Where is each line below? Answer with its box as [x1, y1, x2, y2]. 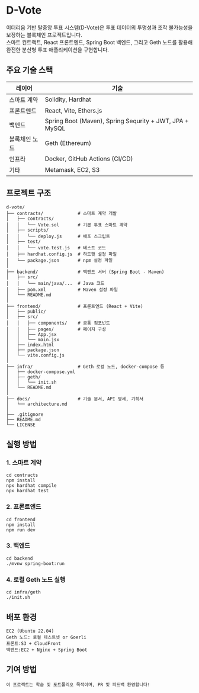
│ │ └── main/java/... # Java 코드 [6, 280, 105, 286]
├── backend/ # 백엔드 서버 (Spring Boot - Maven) [6, 269, 165, 275]
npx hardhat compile [6, 483, 57, 489]
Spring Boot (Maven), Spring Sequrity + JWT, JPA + [44, 117, 189, 125]
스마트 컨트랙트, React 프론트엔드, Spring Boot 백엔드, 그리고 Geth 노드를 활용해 [6, 38, 193, 46]
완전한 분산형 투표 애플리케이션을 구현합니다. [6, 46, 110, 53]
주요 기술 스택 [6, 65, 53, 75]
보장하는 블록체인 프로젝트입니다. [6, 31, 83, 38]
